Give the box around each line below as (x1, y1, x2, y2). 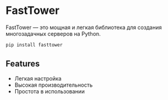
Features (5, 59, 40, 69)
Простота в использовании (14, 87, 85, 95)
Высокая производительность (14, 81, 93, 88)
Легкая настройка (14, 75, 62, 82)
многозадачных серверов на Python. (5, 30, 101, 37)
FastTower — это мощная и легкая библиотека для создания (5, 24, 162, 31)
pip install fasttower (5, 42, 63, 48)
